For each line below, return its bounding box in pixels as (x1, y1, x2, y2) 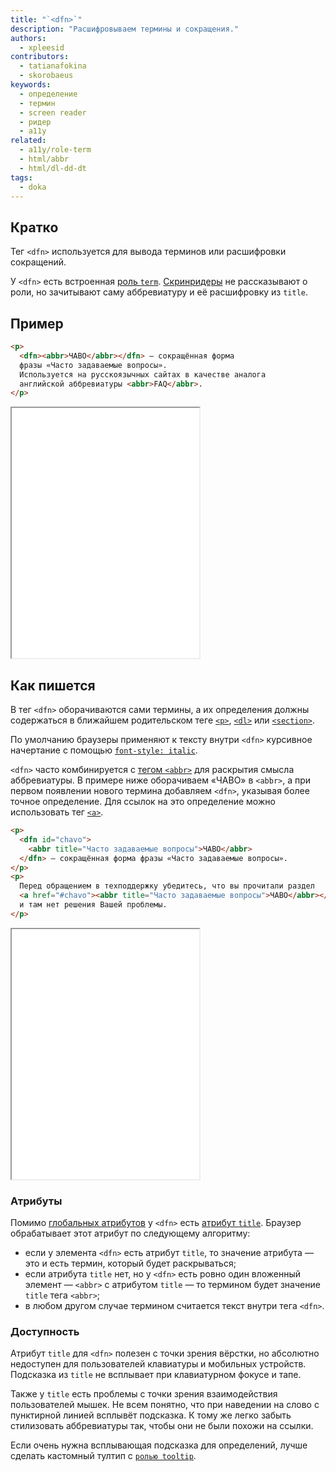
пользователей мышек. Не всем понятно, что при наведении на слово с (10, 1399, 320, 1411)
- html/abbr (19, 154, 70, 164)
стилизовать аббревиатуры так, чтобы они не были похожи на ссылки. (10, 1420, 314, 1432)
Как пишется (10, 677, 96, 694)
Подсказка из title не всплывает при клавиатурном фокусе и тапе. (10, 1369, 302, 1381)
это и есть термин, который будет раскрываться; (24, 1257, 237, 1270)
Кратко (10, 219, 59, 236)
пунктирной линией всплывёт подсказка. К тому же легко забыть (10, 1409, 292, 1421)
